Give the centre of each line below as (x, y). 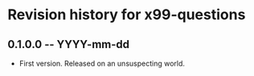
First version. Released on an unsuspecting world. (102, 63)
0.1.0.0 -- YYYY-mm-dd (69, 44)
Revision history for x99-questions (127, 15)
